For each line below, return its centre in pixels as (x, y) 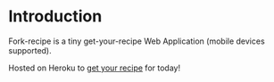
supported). (30, 50)
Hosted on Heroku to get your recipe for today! (94, 68)
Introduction (55, 16)
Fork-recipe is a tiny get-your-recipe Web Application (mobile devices (137, 41)
